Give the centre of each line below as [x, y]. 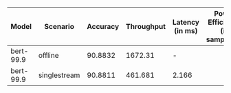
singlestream [59, 75]
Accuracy [103, 27]
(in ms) [186, 31]
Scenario [59, 27]
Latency [186, 22]
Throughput [146, 27]
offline [49, 55]
